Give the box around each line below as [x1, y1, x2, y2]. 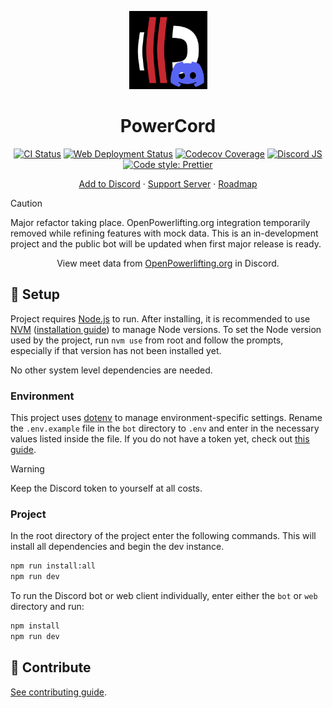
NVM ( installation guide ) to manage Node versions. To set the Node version [10, 323, 322, 335]
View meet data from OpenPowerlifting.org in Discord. [56, 257, 280, 269]
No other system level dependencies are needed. [10, 364, 213, 376]
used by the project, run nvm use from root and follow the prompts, [10, 334, 284, 346]
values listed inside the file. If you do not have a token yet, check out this [10, 433, 310, 445]
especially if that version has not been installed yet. [10, 344, 222, 356]
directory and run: [10, 601, 85, 613]
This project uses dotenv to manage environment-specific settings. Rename [10, 412, 323, 424]
